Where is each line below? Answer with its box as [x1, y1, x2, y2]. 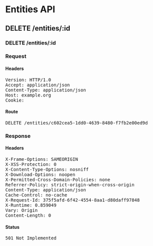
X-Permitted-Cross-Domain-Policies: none [5, 177, 111, 182]
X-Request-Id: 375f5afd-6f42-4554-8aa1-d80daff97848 [5, 197, 140, 203]
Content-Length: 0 [5, 212, 52, 218]
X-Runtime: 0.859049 [5, 202, 57, 208]
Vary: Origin [5, 207, 38, 213]
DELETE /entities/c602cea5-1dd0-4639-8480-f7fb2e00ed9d [5, 120, 148, 126]
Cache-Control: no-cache [5, 192, 67, 198]
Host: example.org [5, 92, 52, 98]
